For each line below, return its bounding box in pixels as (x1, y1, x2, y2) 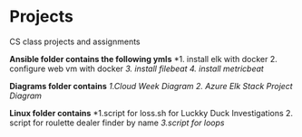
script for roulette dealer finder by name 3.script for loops (9, 117, 225, 128)
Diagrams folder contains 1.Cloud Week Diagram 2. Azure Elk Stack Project (9, 80, 293, 91)
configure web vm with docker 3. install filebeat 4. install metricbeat (9, 63, 265, 74)
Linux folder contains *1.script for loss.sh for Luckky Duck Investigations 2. (9, 107, 293, 118)
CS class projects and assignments (9, 36, 141, 47)
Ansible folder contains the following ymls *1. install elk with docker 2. (9, 53, 278, 64)
